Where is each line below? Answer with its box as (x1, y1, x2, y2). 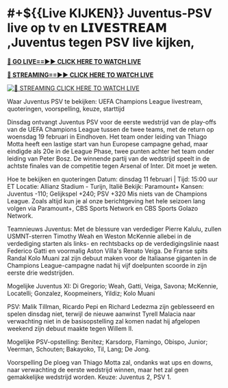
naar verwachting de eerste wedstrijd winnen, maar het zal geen (7, 365, 189, 374)
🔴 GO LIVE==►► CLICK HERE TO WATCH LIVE (7, 57, 142, 65)
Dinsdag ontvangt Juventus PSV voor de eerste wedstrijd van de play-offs (7, 117, 217, 126)
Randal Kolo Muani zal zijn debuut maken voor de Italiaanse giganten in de (7, 253, 217, 262)
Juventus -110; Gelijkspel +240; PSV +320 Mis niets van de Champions (7, 190, 207, 198)
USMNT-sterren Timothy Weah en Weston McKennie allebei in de (7, 232, 192, 240)
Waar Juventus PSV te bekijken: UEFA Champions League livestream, (7, 97, 203, 105)
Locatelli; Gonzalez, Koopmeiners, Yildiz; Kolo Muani (7, 289, 155, 297)
